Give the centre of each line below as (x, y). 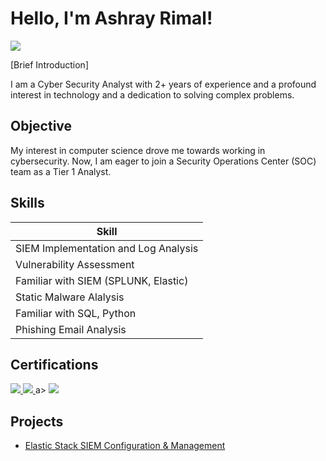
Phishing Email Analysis (71, 329)
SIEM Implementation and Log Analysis (107, 248)
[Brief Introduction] (49, 64)
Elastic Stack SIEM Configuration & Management (125, 446)
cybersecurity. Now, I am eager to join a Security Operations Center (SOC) (163, 161)
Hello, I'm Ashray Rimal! (111, 18)
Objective (41, 126)
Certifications (54, 364)
